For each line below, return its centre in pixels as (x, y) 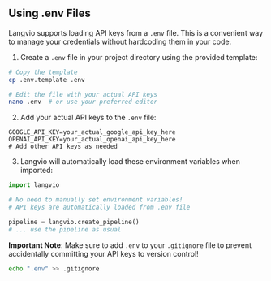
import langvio (34, 185)
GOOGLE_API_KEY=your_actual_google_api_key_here (92, 132)
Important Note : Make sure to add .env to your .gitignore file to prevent (130, 245)
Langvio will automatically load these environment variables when (130, 162)
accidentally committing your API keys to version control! (103, 253)
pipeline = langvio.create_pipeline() (74, 222)
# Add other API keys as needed (63, 147)
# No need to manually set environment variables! (96, 200)
